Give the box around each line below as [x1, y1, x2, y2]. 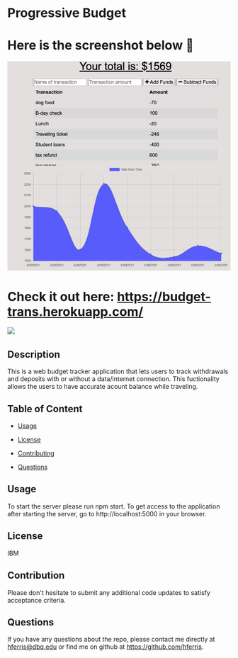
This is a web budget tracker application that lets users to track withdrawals [7, 367, 229, 376]
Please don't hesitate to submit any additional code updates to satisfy [7, 588, 211, 596]
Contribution [7, 569, 65, 582]
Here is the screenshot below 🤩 [7, 38, 194, 54]
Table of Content [7, 402, 83, 415]
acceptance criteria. [7, 596, 66, 604]
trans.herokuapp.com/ [7, 303, 144, 319]
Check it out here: [7, 288, 115, 305]
